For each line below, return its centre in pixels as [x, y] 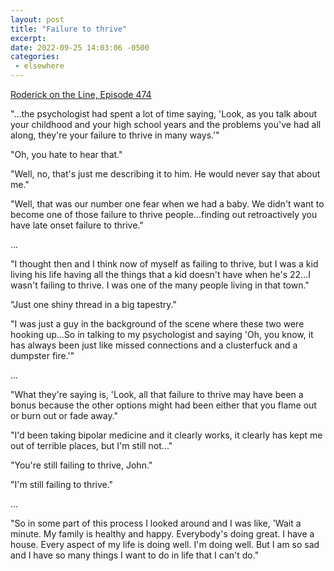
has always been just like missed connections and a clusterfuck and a [154, 345]
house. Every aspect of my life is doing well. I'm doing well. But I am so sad [165, 544]
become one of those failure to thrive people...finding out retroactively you [164, 214]
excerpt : [28, 38]
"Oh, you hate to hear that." [66, 154]
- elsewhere [39, 66]
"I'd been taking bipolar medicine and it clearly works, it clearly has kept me [166, 435]
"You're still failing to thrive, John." [81, 465]
